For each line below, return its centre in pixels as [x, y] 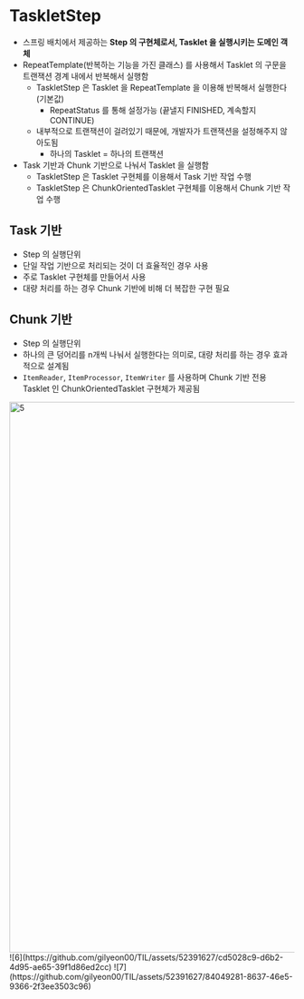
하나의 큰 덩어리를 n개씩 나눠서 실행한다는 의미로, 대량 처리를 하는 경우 [147, 354]
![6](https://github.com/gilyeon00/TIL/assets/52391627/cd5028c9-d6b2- [146, 957]
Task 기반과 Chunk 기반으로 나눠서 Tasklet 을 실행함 [116, 165]
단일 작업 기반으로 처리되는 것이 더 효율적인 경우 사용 [115, 265]
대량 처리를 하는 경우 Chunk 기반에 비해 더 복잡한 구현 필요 [126, 288]
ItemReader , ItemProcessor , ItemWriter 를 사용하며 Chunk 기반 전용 [144, 377]
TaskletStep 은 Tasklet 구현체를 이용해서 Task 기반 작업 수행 [143, 176]
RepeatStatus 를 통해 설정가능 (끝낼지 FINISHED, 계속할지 [153, 110]
